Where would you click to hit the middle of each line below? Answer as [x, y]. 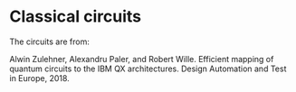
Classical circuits [76, 17]
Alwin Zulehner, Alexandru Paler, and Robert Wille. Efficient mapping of [142, 59]
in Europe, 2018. [39, 78]
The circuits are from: [50, 41]
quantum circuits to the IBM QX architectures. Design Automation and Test [148, 69]
